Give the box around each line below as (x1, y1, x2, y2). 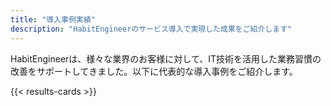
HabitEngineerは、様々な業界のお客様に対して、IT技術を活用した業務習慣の (10, 52, 322, 65)
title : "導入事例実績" (10, 14, 96, 25)
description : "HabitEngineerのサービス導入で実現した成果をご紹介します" (10, 24, 293, 34)
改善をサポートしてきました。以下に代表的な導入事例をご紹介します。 (10, 65, 298, 77)
